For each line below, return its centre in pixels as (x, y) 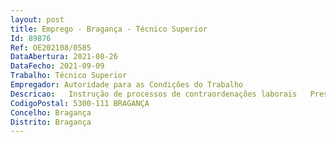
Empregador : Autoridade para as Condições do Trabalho (127, 85)
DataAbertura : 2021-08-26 (64, 57)
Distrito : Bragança (51, 122)
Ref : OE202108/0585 (51, 47)
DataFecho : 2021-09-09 (57, 66)
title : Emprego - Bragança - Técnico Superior (109, 29)
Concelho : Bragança (51, 112)
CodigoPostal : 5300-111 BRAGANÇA (80, 103)
